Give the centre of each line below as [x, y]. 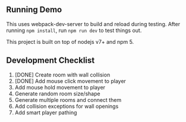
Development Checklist [51, 61]
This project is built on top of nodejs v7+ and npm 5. [70, 41]
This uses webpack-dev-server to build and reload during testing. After [93, 24]
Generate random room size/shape [57, 94]
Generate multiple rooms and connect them [68, 99]
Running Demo [34, 10]
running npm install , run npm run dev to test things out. [74, 30]
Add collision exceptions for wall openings [67, 106]
